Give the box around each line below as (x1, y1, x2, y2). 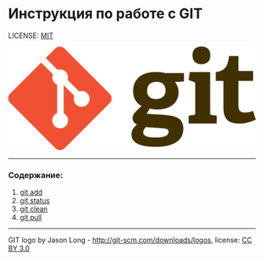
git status (19, 196, 50, 206)
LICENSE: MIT (8, 31, 53, 40)
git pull (19, 213, 42, 222)
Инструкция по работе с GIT (8, 5, 203, 23)
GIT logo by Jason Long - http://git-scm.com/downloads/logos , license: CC (8, 236, 253, 245)
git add (19, 188, 43, 197)
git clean (19, 204, 49, 214)
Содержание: (8, 170, 64, 181)
